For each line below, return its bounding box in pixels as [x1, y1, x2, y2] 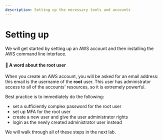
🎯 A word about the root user [5, 62, 66, 68]
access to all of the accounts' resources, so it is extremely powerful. [5, 83, 146, 90]
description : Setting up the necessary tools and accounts [5, 7, 131, 12]
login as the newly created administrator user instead [12, 119, 122, 125]
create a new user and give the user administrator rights [12, 113, 128, 120]
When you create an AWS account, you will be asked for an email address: [5, 73, 158, 79]
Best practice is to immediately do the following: [5, 93, 104, 99]
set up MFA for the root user [12, 108, 71, 114]
